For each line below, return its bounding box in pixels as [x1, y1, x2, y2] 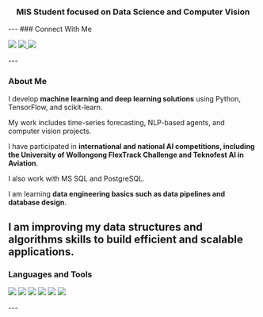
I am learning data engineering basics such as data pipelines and [8, 189, 226, 198]
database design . [8, 197, 67, 207]
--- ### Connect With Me [8, 25, 93, 34]
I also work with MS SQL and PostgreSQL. [8, 174, 145, 183]
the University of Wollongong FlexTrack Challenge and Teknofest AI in [8, 150, 244, 159]
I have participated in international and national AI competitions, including [8, 141, 255, 151]
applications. [8, 245, 74, 258]
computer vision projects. [8, 126, 92, 136]
